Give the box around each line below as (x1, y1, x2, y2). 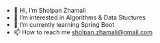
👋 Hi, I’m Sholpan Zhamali (13, 7, 86, 14)
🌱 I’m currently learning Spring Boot (13, 21, 115, 28)
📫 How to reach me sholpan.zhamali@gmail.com (13, 28, 153, 36)
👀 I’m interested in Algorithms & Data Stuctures (13, 13, 146, 21)
